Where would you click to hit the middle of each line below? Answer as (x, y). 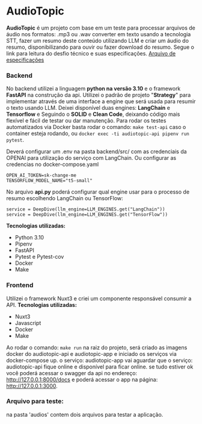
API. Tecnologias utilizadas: (41, 305)
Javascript (28, 323)
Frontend (20, 285)
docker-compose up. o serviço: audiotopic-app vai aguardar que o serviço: (99, 360)
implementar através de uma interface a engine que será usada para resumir (101, 101)
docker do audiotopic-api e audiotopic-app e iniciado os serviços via (92, 353)
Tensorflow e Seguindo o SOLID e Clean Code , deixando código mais (93, 114)
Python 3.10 (29, 238)
